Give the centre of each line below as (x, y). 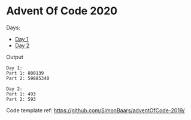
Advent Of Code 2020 (62, 11)
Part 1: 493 (21, 94)
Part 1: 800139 (25, 73)
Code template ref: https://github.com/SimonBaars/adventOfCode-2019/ (95, 110)
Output (15, 57)
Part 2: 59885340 (28, 78)
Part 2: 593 (21, 99)
